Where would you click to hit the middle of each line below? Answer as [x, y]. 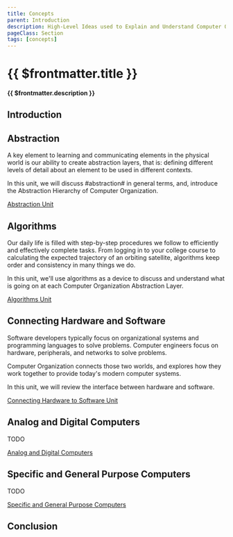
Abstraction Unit [31, 204]
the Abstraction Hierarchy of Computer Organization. [83, 191]
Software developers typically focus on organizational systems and [103, 338]
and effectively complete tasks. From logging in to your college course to [112, 250]
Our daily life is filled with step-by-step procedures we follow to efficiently [113, 243]
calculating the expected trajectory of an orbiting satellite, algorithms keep [113, 258]
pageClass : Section [35, 33]
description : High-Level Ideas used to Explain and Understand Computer [114, 26]
